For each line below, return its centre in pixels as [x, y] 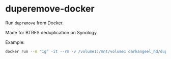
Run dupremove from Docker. [35, 23]
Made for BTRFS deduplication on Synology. [52, 32]
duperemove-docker [50, 9]
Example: [15, 42]
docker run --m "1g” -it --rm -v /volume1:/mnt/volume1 [66, 51]
